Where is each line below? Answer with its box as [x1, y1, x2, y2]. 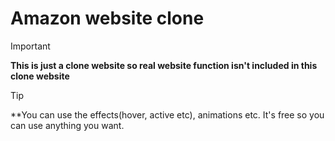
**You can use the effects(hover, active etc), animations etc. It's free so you [10, 108, 325, 121]
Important [10, 40, 51, 52]
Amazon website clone [10, 7, 205, 30]
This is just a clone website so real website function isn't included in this [10, 59, 318, 71]
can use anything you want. [10, 119, 125, 131]
